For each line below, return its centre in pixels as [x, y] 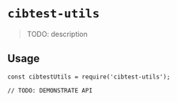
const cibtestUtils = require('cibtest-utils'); [89, 77]
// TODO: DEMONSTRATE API [50, 90]
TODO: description [57, 34]
